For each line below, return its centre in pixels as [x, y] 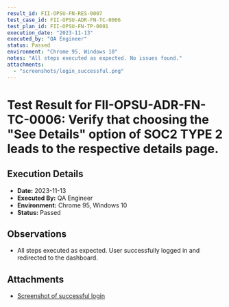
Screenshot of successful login [61, 296]
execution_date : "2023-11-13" [50, 33]
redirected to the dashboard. [57, 258]
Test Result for [50, 105]
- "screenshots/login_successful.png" [69, 71]
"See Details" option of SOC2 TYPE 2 [115, 134]
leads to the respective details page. [113, 149]
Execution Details [45, 174]
